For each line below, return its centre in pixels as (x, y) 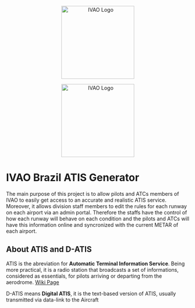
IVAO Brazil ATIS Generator (73, 178)
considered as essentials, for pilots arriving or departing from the (84, 276)
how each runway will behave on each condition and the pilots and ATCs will (98, 219)
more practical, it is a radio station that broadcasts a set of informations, (93, 269)
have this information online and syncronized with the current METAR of (92, 224)
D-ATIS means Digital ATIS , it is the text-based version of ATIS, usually (91, 293)
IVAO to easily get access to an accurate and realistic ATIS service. (86, 200)
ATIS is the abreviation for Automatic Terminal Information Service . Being (95, 264)
